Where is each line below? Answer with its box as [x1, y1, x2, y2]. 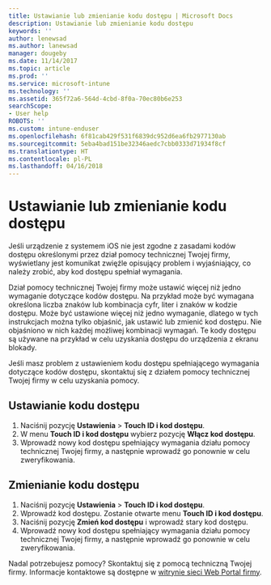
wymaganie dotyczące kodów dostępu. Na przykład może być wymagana [8, 291, 255, 301]
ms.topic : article [8, 65, 70, 73]
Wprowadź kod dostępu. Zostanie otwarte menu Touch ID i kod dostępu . [19, 508, 264, 518]
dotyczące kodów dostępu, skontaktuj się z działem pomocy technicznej [8, 367, 251, 377]
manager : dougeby [8, 49, 67, 57]
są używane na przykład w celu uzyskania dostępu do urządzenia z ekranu [8, 334, 259, 344]
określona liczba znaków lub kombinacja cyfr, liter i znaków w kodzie [8, 300, 238, 310]
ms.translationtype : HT [8, 147, 89, 155]
